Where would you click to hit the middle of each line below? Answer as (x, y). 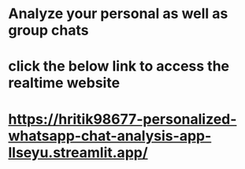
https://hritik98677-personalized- (122, 119)
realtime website (64, 83)
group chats (48, 30)
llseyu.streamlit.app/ (78, 152)
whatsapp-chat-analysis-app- (110, 136)
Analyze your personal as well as (118, 14)
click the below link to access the (119, 66)
